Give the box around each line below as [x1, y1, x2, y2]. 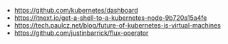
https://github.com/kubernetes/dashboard [14, 6, 139, 14]
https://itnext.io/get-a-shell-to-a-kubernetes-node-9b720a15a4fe [14, 13, 207, 22]
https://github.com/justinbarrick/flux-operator [14, 28, 149, 37]
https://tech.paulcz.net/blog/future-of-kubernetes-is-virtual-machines [14, 21, 221, 29]
